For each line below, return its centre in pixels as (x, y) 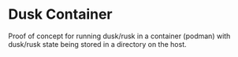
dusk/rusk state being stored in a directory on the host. (97, 44)
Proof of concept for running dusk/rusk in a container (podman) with (119, 36)
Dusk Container (60, 14)
